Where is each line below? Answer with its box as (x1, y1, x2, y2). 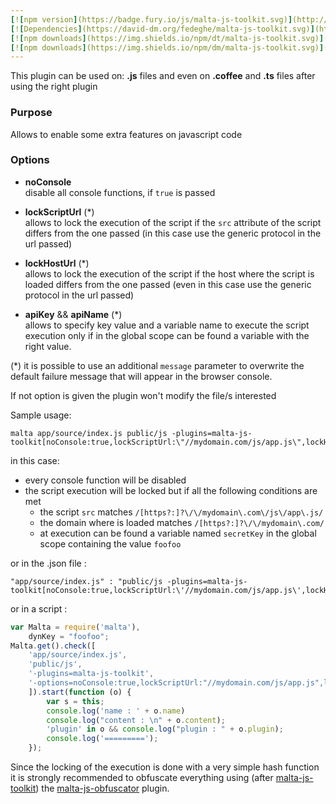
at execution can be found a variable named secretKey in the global (39, 527, 317, 539)
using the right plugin (10, 81, 98, 93)
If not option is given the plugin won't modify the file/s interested (10, 389, 277, 401)
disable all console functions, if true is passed (24, 186, 216, 198)
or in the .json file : (10, 557, 87, 569)
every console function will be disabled (24, 474, 187, 486)
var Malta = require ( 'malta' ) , (10, 622, 141, 632)
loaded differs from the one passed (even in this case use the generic (24, 278, 312, 290)
